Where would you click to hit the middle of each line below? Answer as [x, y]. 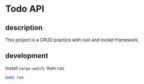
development [27, 56]
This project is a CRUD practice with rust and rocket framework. [72, 40]
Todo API [25, 9]
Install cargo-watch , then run [35, 68]
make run [15, 77]
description [24, 28]
